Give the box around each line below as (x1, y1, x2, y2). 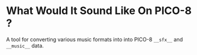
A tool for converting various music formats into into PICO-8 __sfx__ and (6, 36, 183, 43)
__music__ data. (6, 42, 44, 49)
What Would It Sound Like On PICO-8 (6, 4, 192, 18)
